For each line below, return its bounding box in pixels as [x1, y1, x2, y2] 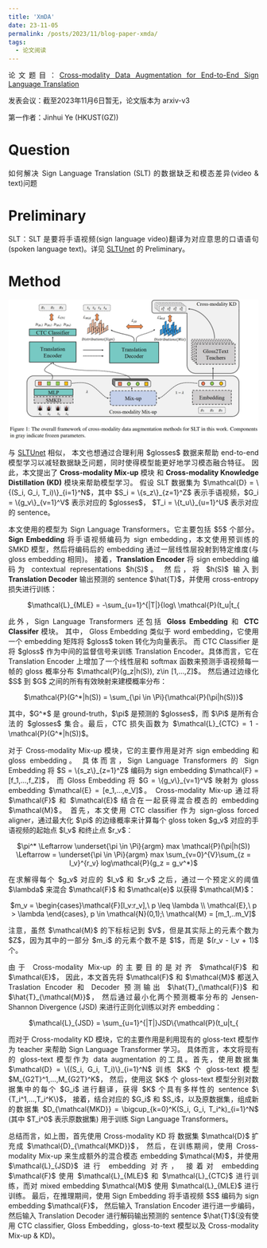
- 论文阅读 [15, 46, 47, 55]
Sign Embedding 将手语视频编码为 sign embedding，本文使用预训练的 [8, 535, 259, 544]
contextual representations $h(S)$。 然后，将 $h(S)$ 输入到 [31, 564, 259, 574]
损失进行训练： [8, 584, 57, 594]
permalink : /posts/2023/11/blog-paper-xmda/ [8, 29, 158, 37]
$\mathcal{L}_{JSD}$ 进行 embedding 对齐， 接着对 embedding [8, 1161, 259, 1171]
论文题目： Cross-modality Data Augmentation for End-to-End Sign [8, 70, 259, 80]
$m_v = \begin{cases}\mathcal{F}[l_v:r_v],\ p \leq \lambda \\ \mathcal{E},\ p [10, 901, 257, 910]
